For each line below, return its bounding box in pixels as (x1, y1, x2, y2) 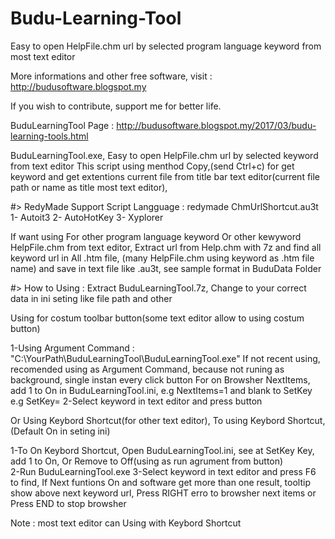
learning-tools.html (10, 130, 89, 142)
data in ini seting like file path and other (10, 292, 173, 304)
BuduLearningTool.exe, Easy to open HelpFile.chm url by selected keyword (10, 149, 319, 161)
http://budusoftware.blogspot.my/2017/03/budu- (116, 119, 317, 131)
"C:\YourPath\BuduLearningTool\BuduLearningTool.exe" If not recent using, (10, 352, 321, 364)
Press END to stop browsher (10, 497, 127, 509)
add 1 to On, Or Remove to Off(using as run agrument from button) (10, 455, 284, 467)
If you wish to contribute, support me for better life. (10, 100, 222, 112)
